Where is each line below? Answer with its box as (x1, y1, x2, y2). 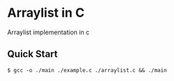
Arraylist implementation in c (7, 28, 89, 36)
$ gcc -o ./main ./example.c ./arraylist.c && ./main (7, 66, 168, 74)
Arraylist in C (7, 5, 85, 21)
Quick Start (7, 48, 58, 60)
